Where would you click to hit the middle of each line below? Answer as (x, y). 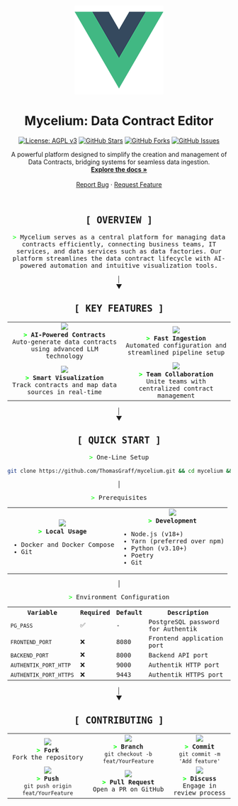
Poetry (142, 555)
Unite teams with (176, 381)
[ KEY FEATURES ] (119, 309)
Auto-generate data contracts (64, 342)
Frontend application (186, 638)
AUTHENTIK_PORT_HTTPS (42, 675)
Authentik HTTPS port (186, 675)
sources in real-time (65, 392)
